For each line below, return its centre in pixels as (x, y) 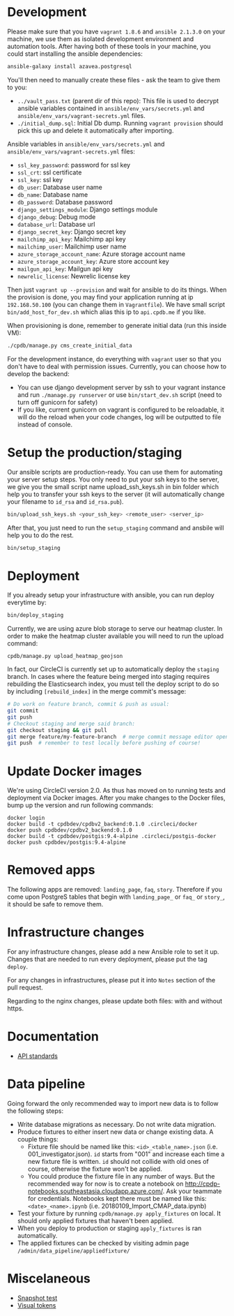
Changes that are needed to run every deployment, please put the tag (107, 959)
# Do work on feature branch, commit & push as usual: (88, 704)
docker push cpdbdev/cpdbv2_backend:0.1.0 (70, 830)
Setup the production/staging (95, 453)
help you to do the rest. (41, 535)
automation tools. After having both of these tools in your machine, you (109, 46)
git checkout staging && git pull (57, 730)
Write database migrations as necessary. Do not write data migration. (117, 1124)
